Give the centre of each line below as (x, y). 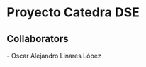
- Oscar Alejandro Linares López (54, 56)
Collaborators (38, 39)
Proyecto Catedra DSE (73, 12)
